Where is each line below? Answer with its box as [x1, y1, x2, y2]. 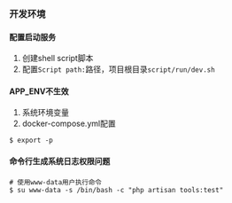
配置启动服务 [9, 31, 56, 42]
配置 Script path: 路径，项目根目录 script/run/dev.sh [21, 64, 215, 74]
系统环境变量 [21, 107, 69, 118]
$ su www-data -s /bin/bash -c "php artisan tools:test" [9, 185, 224, 194]
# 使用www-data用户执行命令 [9, 177, 102, 187]
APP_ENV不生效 [9, 86, 69, 97]
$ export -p [9, 136, 53, 145]
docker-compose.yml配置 [21, 118, 117, 129]
